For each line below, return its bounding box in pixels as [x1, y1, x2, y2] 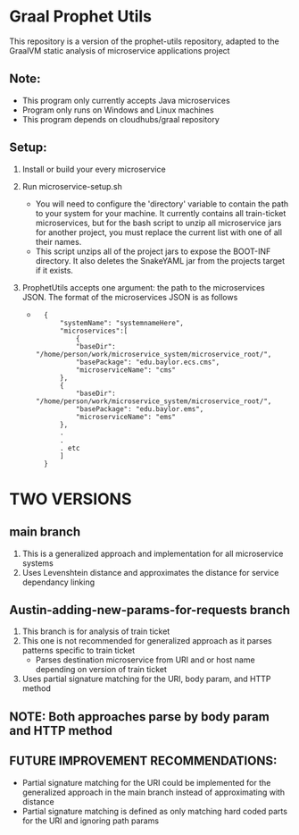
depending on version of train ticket [35, 664, 168, 675]
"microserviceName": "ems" [75, 412, 177, 421]
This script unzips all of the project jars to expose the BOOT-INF [35, 246, 271, 257]
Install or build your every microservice [21, 164, 167, 174]
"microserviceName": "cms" [75, 365, 177, 375]
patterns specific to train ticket [21, 645, 136, 656]
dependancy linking [21, 577, 96, 587]
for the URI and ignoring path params [21, 815, 159, 826]
